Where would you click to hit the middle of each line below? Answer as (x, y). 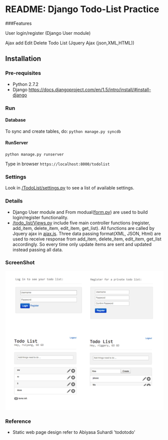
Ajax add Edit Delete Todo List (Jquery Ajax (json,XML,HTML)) (70, 43)
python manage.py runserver (35, 154)
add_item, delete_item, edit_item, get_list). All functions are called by (83, 228)
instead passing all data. (38, 250)
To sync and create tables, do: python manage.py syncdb (63, 131)
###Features (18, 23)
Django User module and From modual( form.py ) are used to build (80, 212)
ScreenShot (20, 263)
